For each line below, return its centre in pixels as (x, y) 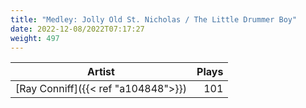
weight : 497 (35, 38)
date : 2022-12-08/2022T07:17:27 (77, 29)
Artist (101, 72)
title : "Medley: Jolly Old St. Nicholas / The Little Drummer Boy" (154, 19)
